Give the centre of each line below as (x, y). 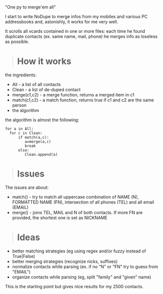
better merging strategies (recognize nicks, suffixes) (65, 261)
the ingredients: (21, 75)
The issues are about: (27, 187)
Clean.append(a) (41, 154)
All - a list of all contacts (36, 84)
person (19, 105)
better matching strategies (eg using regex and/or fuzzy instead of (79, 251)
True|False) (24, 256)
